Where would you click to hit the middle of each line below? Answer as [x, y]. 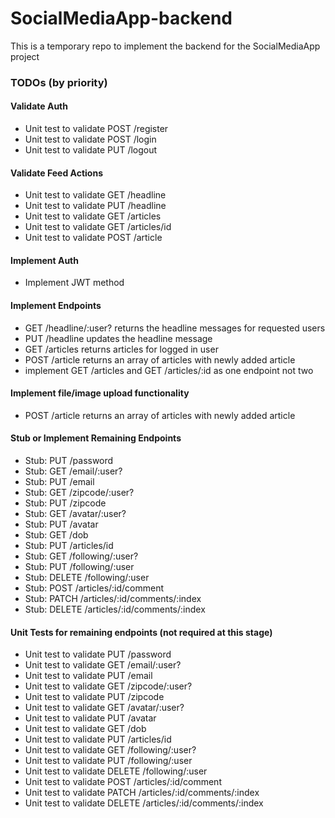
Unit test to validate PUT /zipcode [94, 697]
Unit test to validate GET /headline [95, 195]
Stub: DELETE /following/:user [87, 578]
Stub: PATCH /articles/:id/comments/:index [113, 599]
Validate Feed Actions [57, 173]
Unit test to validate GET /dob [85, 729]
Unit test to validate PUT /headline [95, 206]
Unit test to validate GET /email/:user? [103, 665]
